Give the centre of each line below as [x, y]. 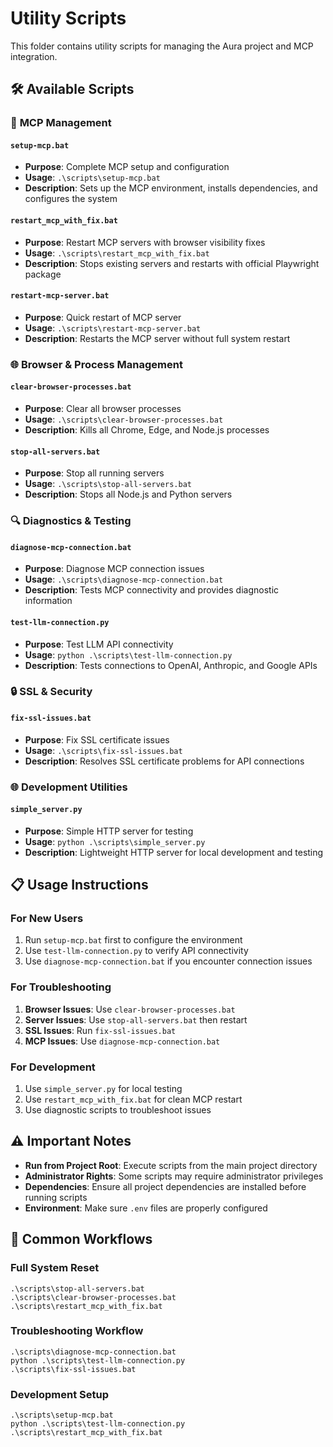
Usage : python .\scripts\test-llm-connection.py [128, 654]
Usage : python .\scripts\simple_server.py [115, 841]
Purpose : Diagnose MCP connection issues [114, 569]
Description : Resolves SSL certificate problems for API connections [164, 761]
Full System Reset [55, 1268]
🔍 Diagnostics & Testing [71, 521]
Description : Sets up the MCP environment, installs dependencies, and [171, 188]
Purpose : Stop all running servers [94, 473]
